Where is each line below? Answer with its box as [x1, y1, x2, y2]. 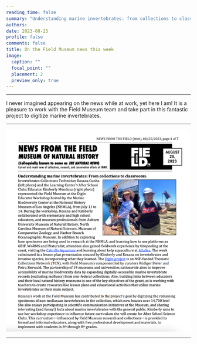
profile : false [6, 34, 43, 40]
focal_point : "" [11, 65, 51, 71]
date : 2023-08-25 [6, 28, 49, 34]
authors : [6, 22, 28, 28]
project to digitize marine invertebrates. [6, 112, 101, 120]
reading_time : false [6, 9, 57, 15]
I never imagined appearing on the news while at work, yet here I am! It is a [6, 100, 187, 107]
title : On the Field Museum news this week [6, 47, 114, 53]
